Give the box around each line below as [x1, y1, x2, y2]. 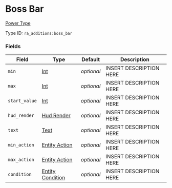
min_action [8, 142, 34, 148]
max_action [8, 157, 34, 163]
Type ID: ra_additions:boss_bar [5, 30, 73, 36]
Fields [5, 43, 21, 50]
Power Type [5, 20, 31, 26]
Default [81, 56, 100, 63]
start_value [8, 98, 37, 104]
